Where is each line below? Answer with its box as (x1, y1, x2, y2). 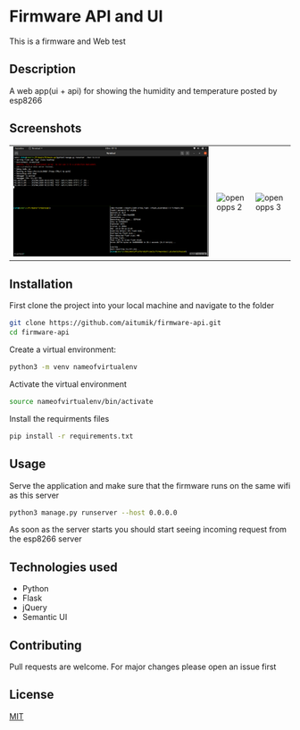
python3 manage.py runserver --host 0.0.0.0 (9, 508, 178, 517)
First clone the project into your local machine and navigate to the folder (9, 300, 275, 311)
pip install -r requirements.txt (9, 432, 134, 441)
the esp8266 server (9, 533, 82, 544)
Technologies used (9, 559, 118, 575)
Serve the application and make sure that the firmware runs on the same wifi (9, 480, 291, 491)
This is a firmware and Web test (9, 36, 127, 46)
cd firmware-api (9, 328, 70, 337)
